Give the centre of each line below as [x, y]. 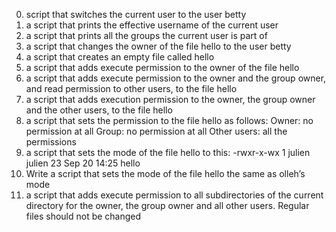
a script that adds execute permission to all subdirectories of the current [174, 195]
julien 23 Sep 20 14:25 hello [83, 163]
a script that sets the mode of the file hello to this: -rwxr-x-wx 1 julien [168, 152]
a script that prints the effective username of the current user [152, 25]
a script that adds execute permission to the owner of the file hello [162, 67]
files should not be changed [83, 216]
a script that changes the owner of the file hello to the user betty [158, 46]
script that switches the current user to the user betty [136, 14]
